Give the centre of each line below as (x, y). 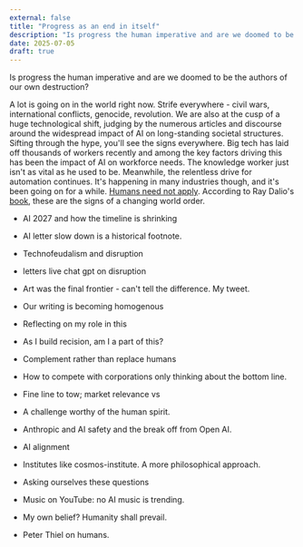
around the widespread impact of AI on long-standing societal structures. (147, 133)
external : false (40, 18)
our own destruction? (49, 87)
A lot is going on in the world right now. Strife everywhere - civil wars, (140, 104)
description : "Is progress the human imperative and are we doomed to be (152, 34)
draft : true (32, 52)
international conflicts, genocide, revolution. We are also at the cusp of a (145, 114)
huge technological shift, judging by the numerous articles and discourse (146, 124)
